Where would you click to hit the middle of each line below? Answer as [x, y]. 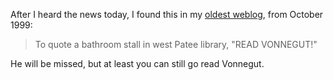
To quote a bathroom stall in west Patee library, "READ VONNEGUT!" [176, 44]
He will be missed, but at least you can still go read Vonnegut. [137, 63]
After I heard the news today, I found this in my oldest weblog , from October [167, 14]
